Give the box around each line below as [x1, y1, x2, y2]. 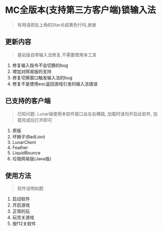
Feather [12, 144, 28, 150]
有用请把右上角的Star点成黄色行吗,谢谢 [17, 22, 96, 28]
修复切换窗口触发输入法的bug [12, 75, 73, 81]
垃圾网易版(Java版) [12, 155, 52, 161]
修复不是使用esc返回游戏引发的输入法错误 [12, 81, 98, 87]
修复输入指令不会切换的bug [12, 62, 68, 68]
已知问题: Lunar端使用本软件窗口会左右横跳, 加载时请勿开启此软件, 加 [17, 111, 158, 117]
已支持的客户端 [5, 97, 51, 105]
